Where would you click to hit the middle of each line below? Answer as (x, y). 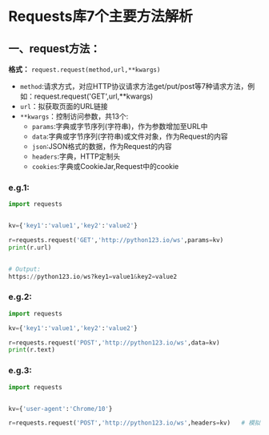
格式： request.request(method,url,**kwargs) (84, 69)
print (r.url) (30, 248)
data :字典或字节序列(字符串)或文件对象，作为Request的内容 (130, 136)
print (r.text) (32, 350)
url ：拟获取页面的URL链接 (64, 106)
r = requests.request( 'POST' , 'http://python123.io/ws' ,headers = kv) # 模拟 (134, 423)
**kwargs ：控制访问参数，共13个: (74, 116)
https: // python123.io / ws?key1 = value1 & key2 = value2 (93, 276)
